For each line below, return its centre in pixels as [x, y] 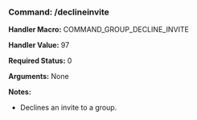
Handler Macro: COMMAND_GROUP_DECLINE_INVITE [98, 30]
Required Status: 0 [40, 61]
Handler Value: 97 [39, 45]
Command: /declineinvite [59, 12]
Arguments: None [39, 77]
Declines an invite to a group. [68, 108]
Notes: [20, 92]
